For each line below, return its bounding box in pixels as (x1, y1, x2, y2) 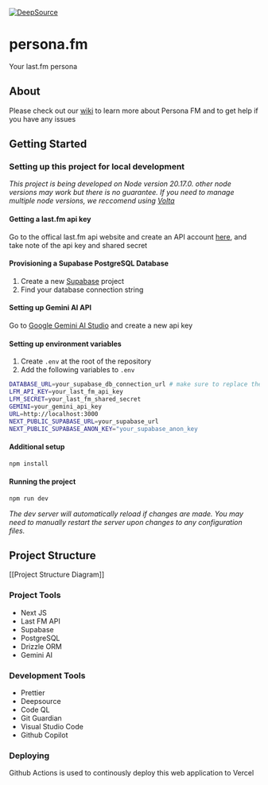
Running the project (9, 477, 76, 487)
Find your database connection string (20, 285, 144, 294)
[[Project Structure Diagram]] (9, 569, 105, 580)
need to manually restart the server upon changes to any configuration (9, 517, 243, 527)
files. (9, 526, 25, 535)
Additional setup (9, 441, 65, 451)
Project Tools (9, 589, 61, 600)
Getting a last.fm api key (9, 215, 91, 224)
